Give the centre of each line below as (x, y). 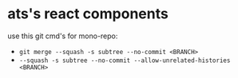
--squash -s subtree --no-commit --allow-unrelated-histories (125, 60)
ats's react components (88, 14)
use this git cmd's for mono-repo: (63, 36)
